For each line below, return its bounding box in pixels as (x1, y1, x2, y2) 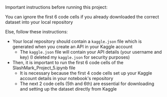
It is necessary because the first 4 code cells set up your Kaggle (19, 70, 153, 76)
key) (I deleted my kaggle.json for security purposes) (19, 54, 130, 60)
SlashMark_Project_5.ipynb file (12, 65, 76, 71)
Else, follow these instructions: (5, 29, 68, 34)
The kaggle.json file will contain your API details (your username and (19, 49, 162, 55)
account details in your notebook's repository (19, 76, 114, 81)
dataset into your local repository (5, 19, 73, 25)
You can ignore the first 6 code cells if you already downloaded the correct (5, 14, 160, 19)
